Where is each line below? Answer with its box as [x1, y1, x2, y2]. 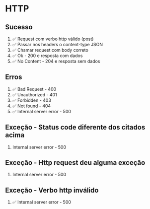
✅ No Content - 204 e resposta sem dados [12, 58, 100, 64]
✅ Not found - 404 [12, 103, 51, 109]
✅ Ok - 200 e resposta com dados [12, 53, 83, 59]
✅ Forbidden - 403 [12, 97, 51, 103]
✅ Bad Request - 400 [12, 86, 57, 92]
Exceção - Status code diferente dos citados [5, 123, 146, 132]
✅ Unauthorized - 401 [12, 91, 57, 97]
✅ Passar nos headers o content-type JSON [12, 42, 103, 47]
